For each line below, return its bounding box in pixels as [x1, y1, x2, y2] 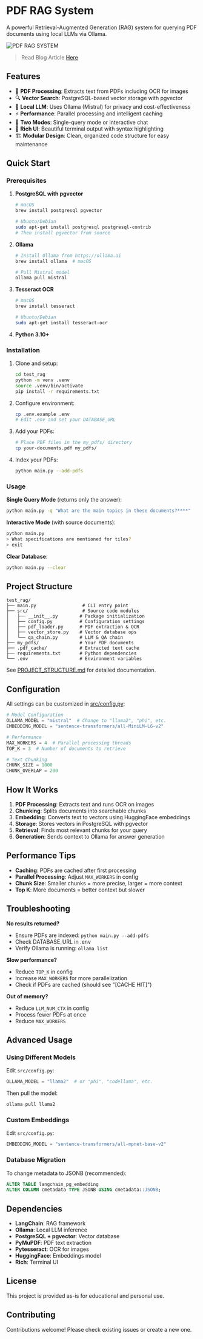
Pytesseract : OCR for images [15, 1245, 89, 1253]
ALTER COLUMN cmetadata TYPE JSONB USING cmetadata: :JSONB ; [6, 1187, 162, 1193]
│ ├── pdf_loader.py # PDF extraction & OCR [6, 624, 139, 630]
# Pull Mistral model [15, 269, 70, 275]
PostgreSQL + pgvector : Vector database [15, 1233, 120, 1240]
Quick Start [6, 158, 50, 169]
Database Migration [6, 1156, 66, 1164]
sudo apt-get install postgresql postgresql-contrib [15, 224, 151, 231]
